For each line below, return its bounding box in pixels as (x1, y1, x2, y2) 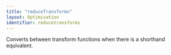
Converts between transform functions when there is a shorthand (6, 36, 165, 43)
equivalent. (6, 42, 34, 49)
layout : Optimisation (6, 14, 60, 20)
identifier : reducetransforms (6, 20, 81, 25)
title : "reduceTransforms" (6, 8, 73, 15)
